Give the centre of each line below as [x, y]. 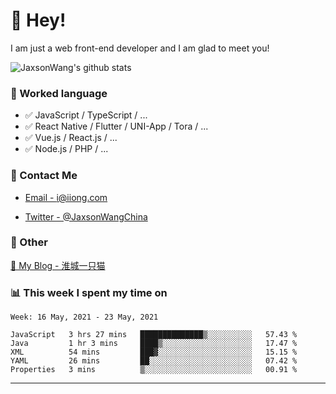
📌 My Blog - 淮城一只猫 [58, 265]
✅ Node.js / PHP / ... [66, 149]
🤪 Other [29, 242]
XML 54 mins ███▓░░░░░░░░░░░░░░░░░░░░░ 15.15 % [154, 352]
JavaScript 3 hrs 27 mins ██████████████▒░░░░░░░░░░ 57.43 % [154, 335]
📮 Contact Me [44, 176]
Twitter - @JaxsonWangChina [86, 216]
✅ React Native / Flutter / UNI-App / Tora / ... [116, 126]
